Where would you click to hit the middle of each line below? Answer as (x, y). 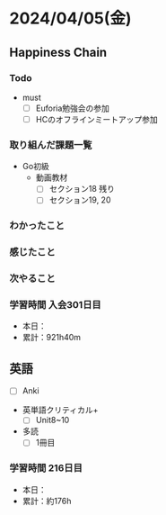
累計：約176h (47, 501)
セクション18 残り (82, 189)
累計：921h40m (52, 338)
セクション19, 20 (80, 200)
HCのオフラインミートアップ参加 (97, 119)
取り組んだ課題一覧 (51, 145)
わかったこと (37, 226)
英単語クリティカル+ (60, 410)
